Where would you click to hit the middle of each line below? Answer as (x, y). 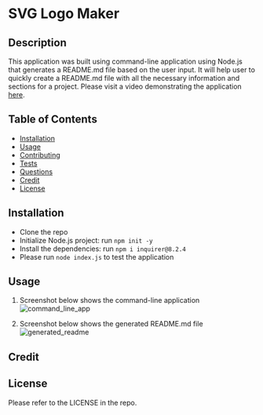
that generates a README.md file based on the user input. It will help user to (131, 70)
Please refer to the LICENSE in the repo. (73, 402)
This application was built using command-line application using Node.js (126, 61)
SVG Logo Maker (64, 14)
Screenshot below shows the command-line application (110, 300)
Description (37, 43)
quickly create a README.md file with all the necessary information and (124, 78)
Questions (36, 171)
